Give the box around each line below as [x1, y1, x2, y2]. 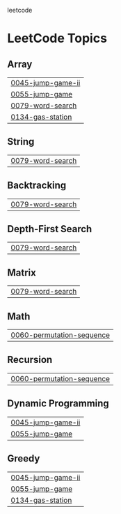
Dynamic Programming [7, 398, 109, 410]
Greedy [7, 452, 40, 464]
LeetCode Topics [7, 31, 108, 46]
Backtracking [7, 180, 67, 192]
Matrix [7, 266, 36, 278]
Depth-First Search [7, 223, 92, 235]
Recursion [7, 354, 53, 366]
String [7, 136, 35, 148]
